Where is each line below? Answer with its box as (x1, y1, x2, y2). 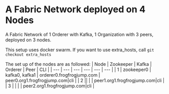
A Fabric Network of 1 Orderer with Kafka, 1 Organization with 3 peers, (5, 31, 154, 37)
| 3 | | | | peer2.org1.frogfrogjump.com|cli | (5, 83, 95, 89)
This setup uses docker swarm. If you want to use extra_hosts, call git (5, 46, 155, 53)
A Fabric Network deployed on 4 (5, 4, 146, 15)
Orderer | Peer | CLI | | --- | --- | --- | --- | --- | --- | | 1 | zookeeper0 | (5, 66, 151, 73)
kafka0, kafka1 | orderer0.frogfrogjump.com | (5, 72, 100, 78)
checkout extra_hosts (5, 52, 52, 57)
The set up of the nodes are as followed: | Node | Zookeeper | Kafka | (5, 61, 152, 67)
